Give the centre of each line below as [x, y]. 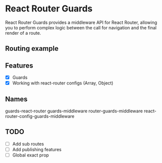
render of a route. [23, 33]
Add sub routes [28, 144]
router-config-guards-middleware [40, 116]
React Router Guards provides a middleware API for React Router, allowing [81, 22]
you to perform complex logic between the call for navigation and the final [81, 27]
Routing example [32, 48]
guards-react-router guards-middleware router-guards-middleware [74, 111]
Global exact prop [31, 155]
